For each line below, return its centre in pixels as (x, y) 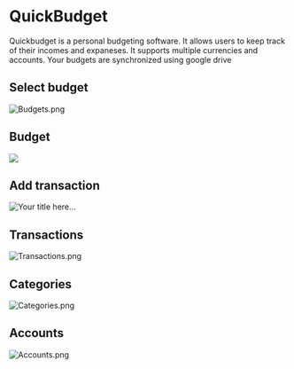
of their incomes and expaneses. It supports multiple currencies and (134, 50)
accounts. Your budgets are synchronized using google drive (120, 59)
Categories (41, 284)
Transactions (46, 235)
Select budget (49, 87)
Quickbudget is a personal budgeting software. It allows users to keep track (147, 41)
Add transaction (54, 185)
